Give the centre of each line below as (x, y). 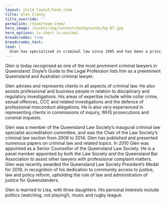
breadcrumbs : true (24, 38)
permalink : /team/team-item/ (35, 24)
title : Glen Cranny (25, 14)
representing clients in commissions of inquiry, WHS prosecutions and (77, 112)
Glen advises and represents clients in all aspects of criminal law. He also (80, 86)
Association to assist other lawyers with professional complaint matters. (79, 159)
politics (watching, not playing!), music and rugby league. (64, 195)
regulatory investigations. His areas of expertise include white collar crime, (82, 96)
